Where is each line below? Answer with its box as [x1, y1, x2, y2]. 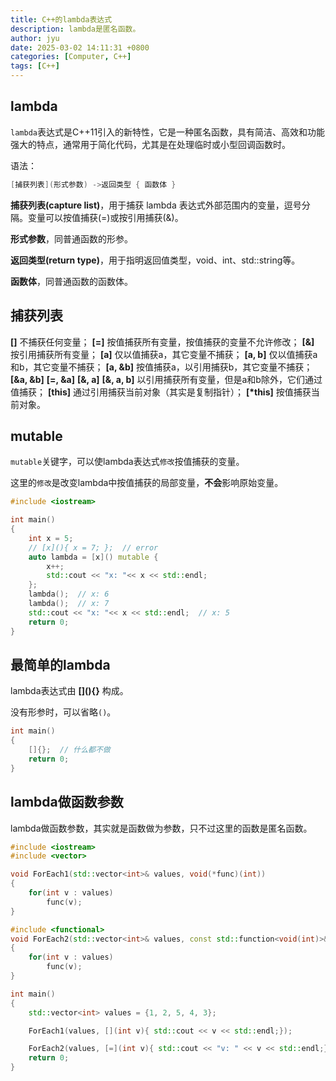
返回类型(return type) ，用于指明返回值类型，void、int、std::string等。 [10, 254, 301, 266]
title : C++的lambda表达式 [10, 14, 113, 25]
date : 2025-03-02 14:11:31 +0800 [10, 42, 150, 53]
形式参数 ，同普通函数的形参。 [10, 232, 133, 245]
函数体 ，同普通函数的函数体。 [10, 275, 133, 287]
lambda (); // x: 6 [28, 589, 110, 600]
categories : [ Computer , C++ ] [10, 52, 132, 62]
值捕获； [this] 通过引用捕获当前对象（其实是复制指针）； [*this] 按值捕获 [10, 386, 312, 398]
